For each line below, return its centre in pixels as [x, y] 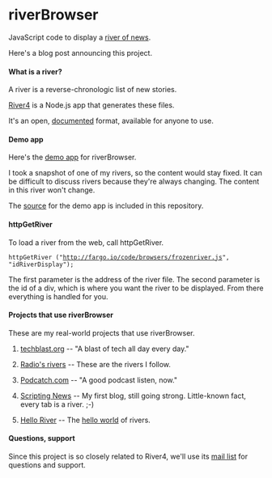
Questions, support [42, 438]
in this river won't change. [52, 190]
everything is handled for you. [58, 296]
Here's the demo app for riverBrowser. [72, 157]
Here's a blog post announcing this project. [80, 53]
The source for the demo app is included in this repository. [106, 206]
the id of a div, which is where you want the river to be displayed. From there [136, 288]
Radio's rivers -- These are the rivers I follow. [96, 364]
